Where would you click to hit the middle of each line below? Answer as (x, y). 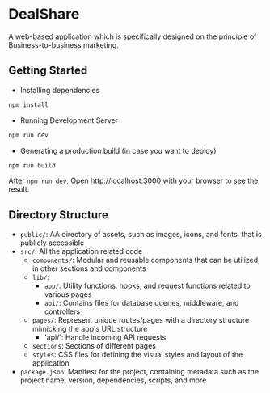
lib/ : (41, 277)
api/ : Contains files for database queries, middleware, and (141, 303)
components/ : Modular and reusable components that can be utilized (145, 260)
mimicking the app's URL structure (90, 329)
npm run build (32, 165)
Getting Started (48, 71)
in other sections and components (89, 268)
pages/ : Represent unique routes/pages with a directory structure (141, 320)
